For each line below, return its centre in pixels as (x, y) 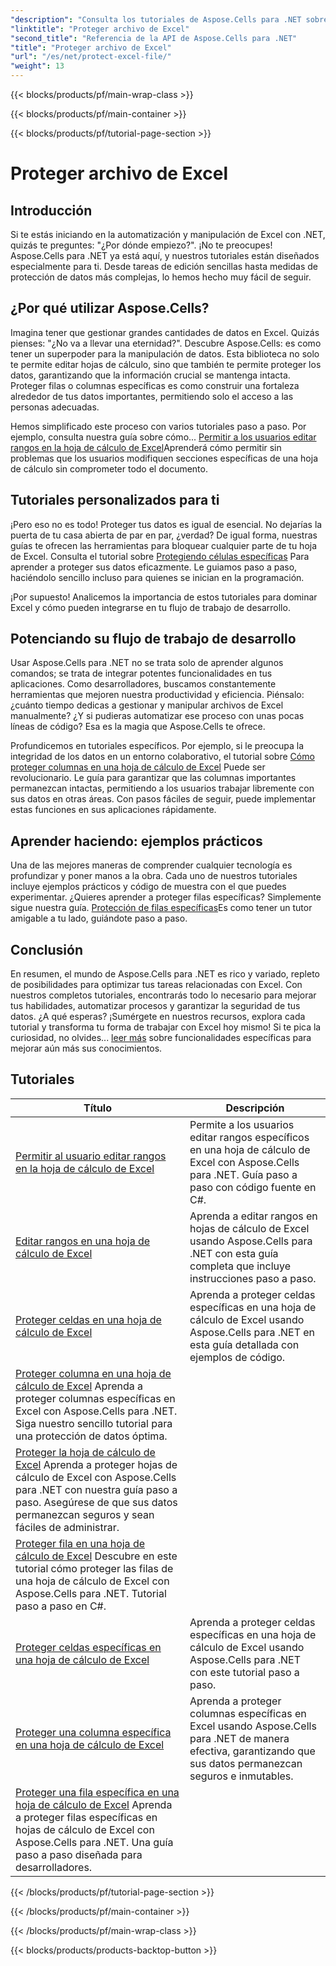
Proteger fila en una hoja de (80, 1543)
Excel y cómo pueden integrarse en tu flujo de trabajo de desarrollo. (150, 607)
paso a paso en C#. (61, 1606)
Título (97, 1108)
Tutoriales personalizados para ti (115, 500)
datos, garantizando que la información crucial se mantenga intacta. (150, 375)
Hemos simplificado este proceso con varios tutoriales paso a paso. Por (158, 426)
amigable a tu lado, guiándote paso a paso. (99, 918)
